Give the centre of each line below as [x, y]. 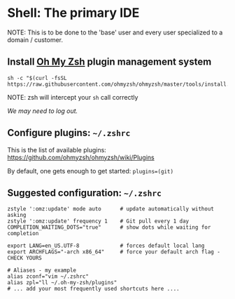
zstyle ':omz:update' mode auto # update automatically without [111, 209]
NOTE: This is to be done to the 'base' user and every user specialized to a [115, 32]
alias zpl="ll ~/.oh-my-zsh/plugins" [62, 283]
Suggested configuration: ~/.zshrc [85, 193]
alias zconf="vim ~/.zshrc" [48, 277]
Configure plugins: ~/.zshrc [69, 133]
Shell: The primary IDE [73, 13]
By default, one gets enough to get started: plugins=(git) [90, 171]
